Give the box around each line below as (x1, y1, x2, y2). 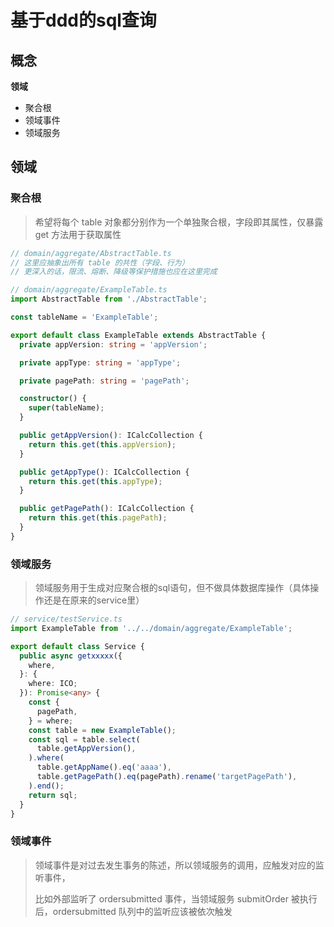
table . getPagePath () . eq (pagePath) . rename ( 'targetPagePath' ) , (36, 772, 298, 782)
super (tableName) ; (28, 403, 105, 413)
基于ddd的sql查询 (10, 9, 157, 32)
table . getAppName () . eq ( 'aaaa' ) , (36, 762, 172, 773)
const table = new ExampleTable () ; (28, 725, 177, 735)
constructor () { (19, 394, 87, 404)
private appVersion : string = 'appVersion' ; (19, 339, 208, 350)
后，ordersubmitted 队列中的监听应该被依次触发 (34, 905, 233, 917)
